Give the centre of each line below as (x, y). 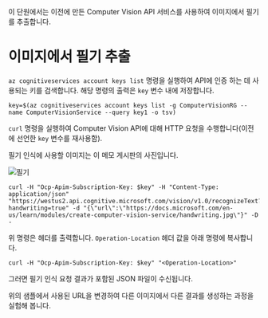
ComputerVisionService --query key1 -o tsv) (101, 112)
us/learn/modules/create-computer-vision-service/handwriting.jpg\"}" (128, 215)
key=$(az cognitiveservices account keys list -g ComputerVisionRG (123, 105)
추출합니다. (34, 22)
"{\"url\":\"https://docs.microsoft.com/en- (158, 208)
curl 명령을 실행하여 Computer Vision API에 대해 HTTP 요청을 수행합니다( (125, 128)
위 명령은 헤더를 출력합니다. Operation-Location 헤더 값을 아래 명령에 (117, 238)
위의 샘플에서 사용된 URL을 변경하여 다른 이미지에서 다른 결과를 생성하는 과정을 (131, 295)
